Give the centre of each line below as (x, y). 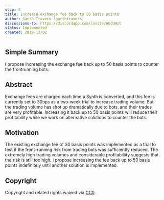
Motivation (22, 133)
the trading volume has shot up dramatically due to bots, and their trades (79, 107)
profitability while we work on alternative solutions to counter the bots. (76, 117)
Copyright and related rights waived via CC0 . (50, 193)
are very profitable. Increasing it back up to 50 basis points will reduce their (81, 112)
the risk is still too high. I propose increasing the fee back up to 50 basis (78, 160)
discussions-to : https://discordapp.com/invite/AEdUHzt (63, 23)
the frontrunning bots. (27, 69)
